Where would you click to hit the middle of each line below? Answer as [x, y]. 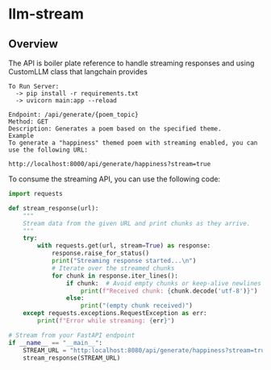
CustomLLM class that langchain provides [78, 72]
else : [75, 298]
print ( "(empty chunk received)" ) [137, 306]
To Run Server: [34, 86]
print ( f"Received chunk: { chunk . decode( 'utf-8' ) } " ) [169, 291]
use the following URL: [48, 150]
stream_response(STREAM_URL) [72, 358]
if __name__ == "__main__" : [56, 343]
